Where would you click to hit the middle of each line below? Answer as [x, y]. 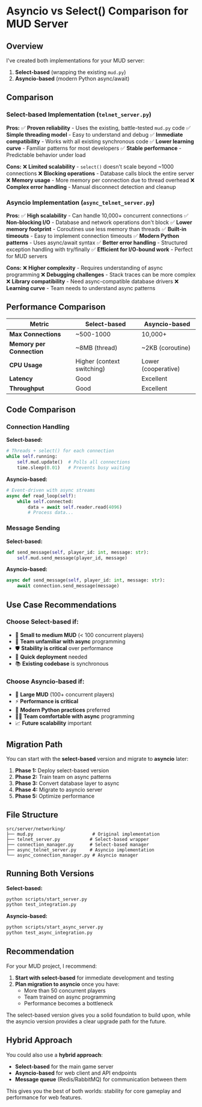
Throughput [27, 388]
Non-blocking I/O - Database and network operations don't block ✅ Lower [99, 222]
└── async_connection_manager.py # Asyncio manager [72, 855]
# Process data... [51, 513]
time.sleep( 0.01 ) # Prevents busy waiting [74, 468]
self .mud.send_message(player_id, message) [72, 558]
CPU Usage [26, 365]
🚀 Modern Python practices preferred [62, 710]
